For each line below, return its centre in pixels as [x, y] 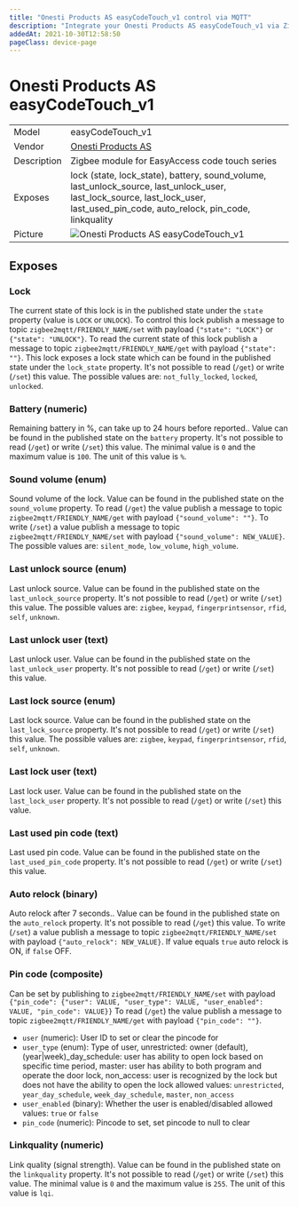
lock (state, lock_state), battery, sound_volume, [169, 176]
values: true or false [60, 1113]
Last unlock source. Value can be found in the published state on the [134, 588]
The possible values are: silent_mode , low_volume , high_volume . [124, 546]
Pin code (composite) [56, 974]
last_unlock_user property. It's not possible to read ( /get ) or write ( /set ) [142, 669]
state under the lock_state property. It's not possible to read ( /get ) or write [147, 367]
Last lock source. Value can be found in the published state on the [130, 720]
